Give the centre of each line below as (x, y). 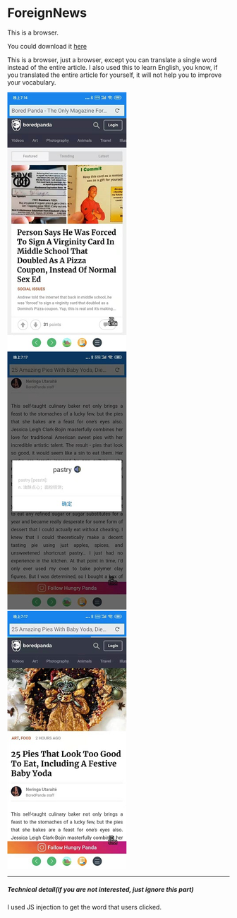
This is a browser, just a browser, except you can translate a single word (112, 60)
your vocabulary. (32, 82)
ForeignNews (47, 13)
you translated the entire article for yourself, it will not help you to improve (115, 75)
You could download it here (47, 46)
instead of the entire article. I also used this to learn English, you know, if (113, 67)
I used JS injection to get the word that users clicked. (85, 907)
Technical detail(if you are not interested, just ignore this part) (101, 889)
